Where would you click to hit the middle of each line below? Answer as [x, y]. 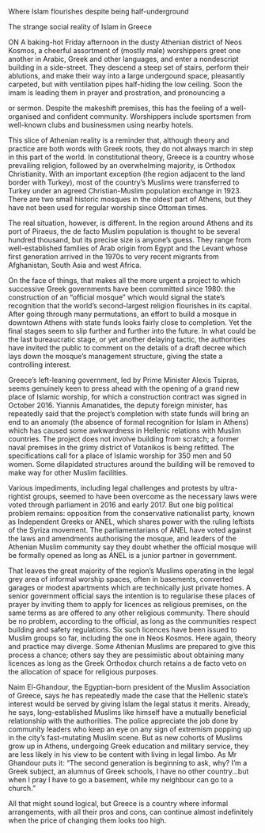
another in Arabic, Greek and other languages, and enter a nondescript [123, 59]
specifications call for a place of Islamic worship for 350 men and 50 [120, 456]
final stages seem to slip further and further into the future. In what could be [132, 331]
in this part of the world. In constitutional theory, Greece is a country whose [131, 157]
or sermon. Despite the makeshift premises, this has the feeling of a [118, 108]
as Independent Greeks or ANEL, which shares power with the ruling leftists [131, 522]
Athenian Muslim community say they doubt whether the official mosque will [132, 547]
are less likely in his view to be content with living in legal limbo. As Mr [123, 755]
